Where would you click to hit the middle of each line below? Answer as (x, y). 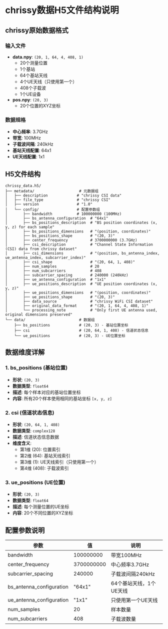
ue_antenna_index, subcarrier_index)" (45, 257)
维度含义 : (22, 443)
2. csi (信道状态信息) (30, 412)
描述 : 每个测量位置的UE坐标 (41, 507)
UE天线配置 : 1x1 (28, 157)
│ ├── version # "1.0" (49, 204)
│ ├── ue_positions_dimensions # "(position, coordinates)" (78, 292)
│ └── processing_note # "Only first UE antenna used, (81, 310)
